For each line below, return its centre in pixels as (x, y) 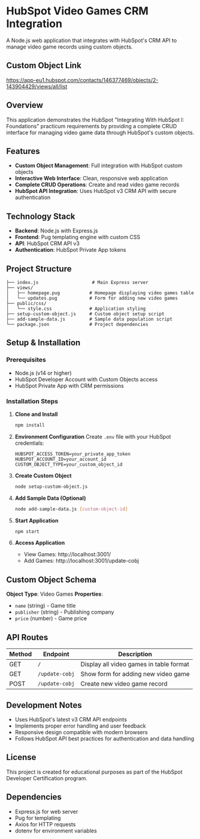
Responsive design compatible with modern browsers (81, 732)
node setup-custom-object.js (51, 487)
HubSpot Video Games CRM (77, 11)
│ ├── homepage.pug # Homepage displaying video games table (100, 293)
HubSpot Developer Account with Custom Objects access (86, 379)
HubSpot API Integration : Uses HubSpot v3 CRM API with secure (96, 191)
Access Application (40, 543)
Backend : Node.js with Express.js (56, 231)
